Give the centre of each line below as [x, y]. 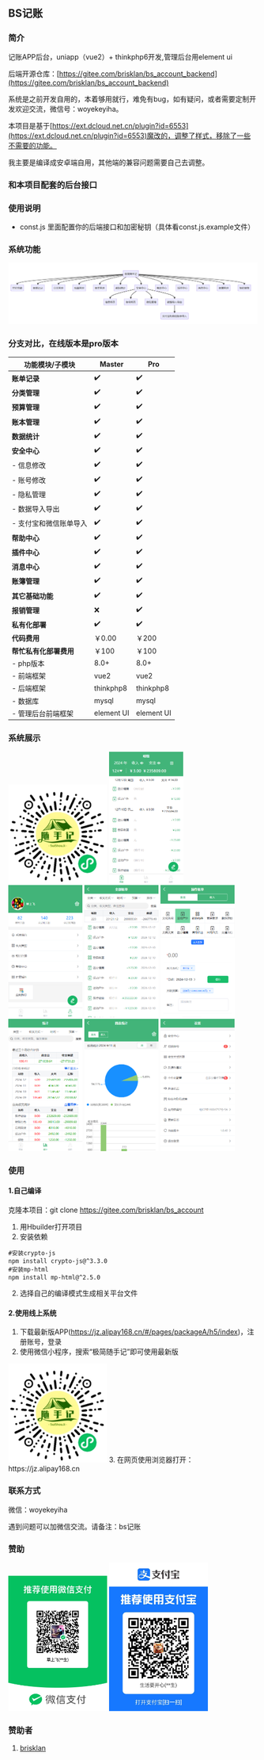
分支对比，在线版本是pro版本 [63, 343]
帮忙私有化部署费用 [43, 651]
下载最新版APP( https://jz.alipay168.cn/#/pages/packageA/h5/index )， [133, 1332]
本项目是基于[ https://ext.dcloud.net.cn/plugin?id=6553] [98, 125]
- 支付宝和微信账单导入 [49, 523]
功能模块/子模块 [49, 364]
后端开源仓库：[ [34, 74]
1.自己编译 [25, 1191]
